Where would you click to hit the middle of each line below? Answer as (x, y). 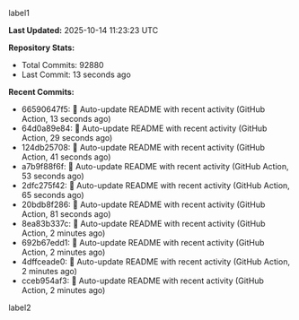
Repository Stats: (42, 48)
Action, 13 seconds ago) (66, 119)
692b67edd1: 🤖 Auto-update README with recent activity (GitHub (143, 242)
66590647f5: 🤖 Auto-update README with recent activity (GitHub (143, 109)
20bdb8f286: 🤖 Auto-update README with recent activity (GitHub (143, 204)
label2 (20, 307)
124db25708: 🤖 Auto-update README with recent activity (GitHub (143, 147)
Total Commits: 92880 (62, 65)
